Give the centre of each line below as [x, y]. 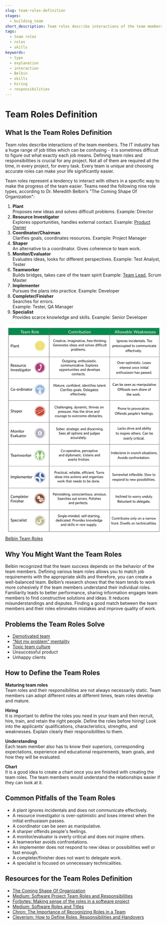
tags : [11, 32]
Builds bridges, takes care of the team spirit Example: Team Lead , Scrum [87, 275]
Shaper [20, 243]
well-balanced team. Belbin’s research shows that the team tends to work [80, 582]
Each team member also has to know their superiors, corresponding [75, 746]
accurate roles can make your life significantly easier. [60, 171]
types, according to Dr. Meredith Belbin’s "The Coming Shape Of [71, 191]
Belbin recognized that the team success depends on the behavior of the [80, 566]
